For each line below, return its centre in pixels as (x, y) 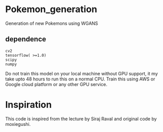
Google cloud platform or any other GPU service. (56, 84)
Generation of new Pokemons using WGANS (52, 23)
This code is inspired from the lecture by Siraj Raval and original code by (81, 119)
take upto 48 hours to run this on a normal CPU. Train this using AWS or (80, 79)
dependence (26, 39)
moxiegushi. (18, 124)
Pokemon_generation (51, 9)
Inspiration (28, 104)
